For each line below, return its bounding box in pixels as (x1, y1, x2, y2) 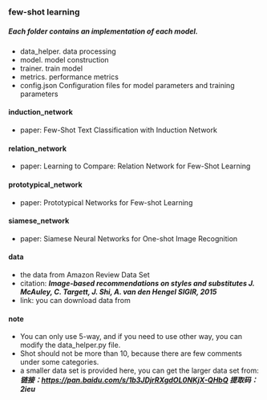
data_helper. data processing (19, 46, 116, 56)
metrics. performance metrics (19, 71, 119, 82)
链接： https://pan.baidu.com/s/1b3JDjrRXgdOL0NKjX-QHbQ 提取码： (19, 375, 258, 385)
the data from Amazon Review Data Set (19, 269, 150, 279)
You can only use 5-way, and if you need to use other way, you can (19, 332, 243, 341)
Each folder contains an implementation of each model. (8, 26, 199, 36)
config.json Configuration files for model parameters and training (19, 80, 235, 90)
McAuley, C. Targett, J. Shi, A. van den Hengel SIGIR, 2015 (19, 287, 217, 297)
